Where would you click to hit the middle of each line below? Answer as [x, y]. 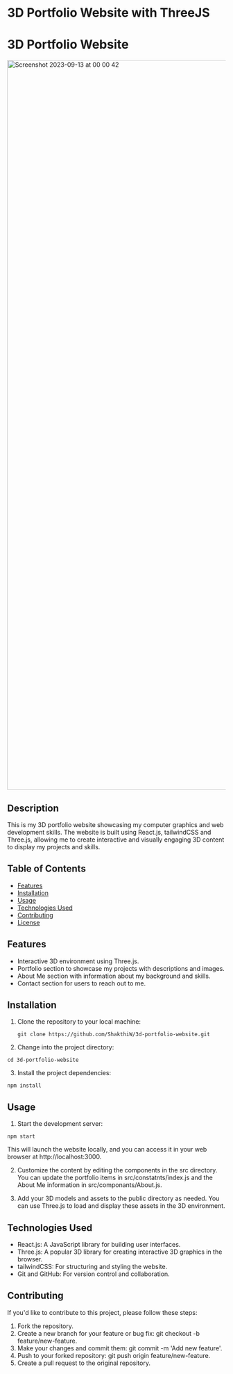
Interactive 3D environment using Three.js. [78, 961]
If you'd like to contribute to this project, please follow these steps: [102, 1312]
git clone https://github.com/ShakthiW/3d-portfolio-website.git [113, 1034]
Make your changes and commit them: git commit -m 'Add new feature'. [120, 1348]
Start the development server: [60, 1124]
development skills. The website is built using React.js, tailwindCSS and [109, 832]
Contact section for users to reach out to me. [81, 983]
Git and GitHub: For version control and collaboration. [93, 1274]
